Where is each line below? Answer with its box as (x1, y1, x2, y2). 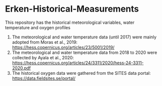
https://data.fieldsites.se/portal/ (12, 75, 76, 81)
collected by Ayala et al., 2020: (12, 54, 74, 60)
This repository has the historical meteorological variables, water (5, 19, 135, 25)
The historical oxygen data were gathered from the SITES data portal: (12, 70, 151, 76)
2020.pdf (12, 65, 31, 71)
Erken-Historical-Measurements (5, 3, 139, 15)
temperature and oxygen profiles (5, 24, 71, 30)
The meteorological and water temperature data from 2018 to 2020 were (12, 50, 158, 55)
